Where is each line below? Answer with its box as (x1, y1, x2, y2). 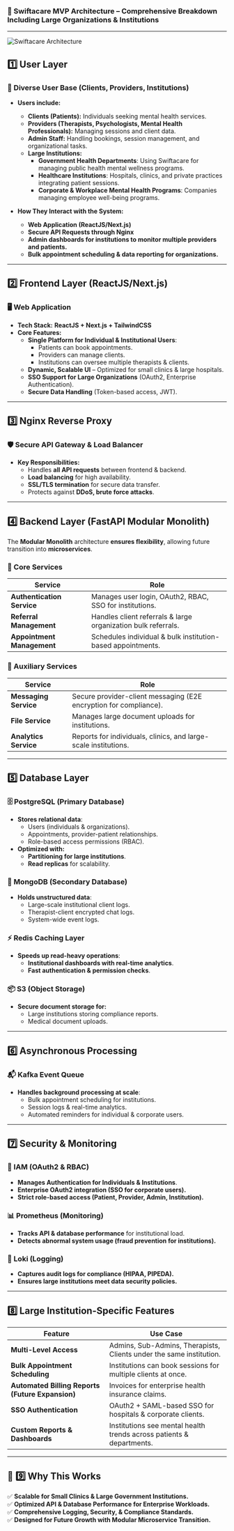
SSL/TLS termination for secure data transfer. (27, 481, 160, 489)
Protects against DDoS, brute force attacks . (27, 488, 155, 497)
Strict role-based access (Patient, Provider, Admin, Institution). (17, 1192, 204, 1201)
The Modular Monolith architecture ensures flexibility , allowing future (7, 538, 210, 546)
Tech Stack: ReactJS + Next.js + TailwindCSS (17, 320, 152, 329)
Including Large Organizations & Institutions (7, 15, 159, 24)
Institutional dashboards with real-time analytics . (27, 959, 174, 967)
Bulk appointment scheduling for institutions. (27, 1096, 157, 1104)
